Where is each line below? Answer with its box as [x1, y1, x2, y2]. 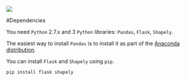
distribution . [6, 46, 36, 53]
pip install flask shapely [6, 69, 74, 75]
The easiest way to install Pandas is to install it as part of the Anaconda [6, 40, 180, 47]
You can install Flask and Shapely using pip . [6, 58, 115, 65]
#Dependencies [6, 17, 46, 24]
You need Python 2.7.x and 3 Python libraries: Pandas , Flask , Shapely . [6, 29, 174, 35]
